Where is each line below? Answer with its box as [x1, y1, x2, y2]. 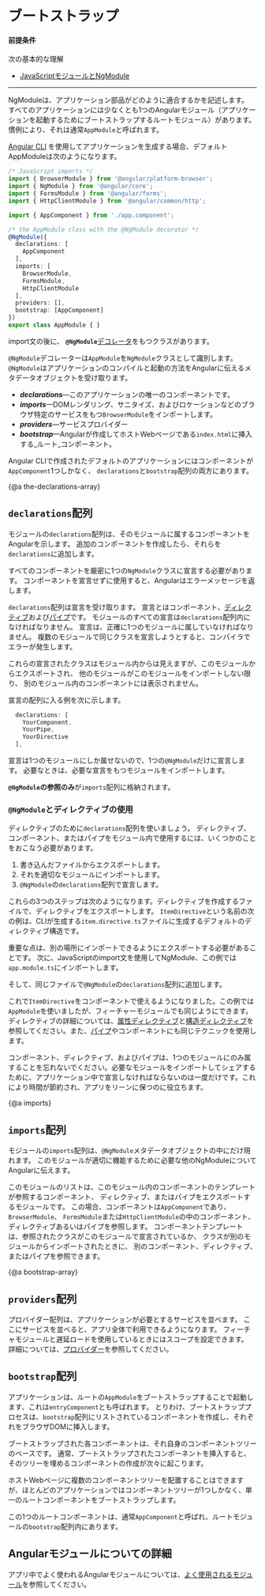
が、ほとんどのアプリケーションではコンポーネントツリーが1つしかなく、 [8, 1484, 246, 1495]
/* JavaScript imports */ [8, 168, 93, 176]
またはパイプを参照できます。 [8, 1251, 105, 1261]
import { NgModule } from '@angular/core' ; [8, 183, 154, 191]
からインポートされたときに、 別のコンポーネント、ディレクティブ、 [35, 1242, 258, 1251]
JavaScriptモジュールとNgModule [19, 71, 130, 81]
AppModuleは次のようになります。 [8, 152, 121, 161]
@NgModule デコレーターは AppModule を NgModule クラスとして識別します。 [8, 353, 238, 362]
